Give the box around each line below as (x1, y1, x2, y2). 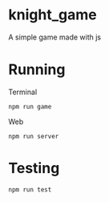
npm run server (8, 132, 59, 140)
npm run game (8, 102, 52, 110)
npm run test (8, 185, 52, 194)
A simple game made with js (8, 32, 102, 42)
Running (8, 60, 66, 79)
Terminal (8, 87, 38, 97)
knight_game (8, 6, 98, 24)
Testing (8, 159, 60, 178)
